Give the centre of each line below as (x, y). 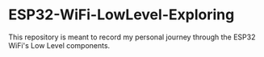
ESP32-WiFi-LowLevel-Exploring (122, 15)
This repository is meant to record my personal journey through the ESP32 (132, 37)
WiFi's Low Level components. (59, 45)
